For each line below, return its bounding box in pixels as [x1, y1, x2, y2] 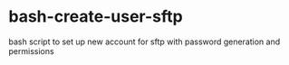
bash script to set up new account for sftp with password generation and [8, 36, 281, 47]
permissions [8, 45, 55, 56]
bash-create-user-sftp [8, 6, 183, 27]
